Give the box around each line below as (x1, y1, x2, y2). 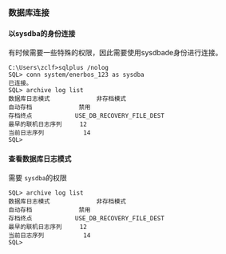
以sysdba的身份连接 (8, 28, 76, 38)
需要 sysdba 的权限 (8, 173, 67, 183)
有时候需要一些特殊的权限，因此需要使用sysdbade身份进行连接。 (8, 48, 223, 58)
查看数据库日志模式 (8, 154, 72, 163)
